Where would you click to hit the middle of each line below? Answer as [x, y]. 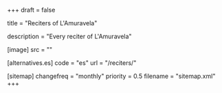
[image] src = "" [30, 50]
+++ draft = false [31, 10]
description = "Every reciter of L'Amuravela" [69, 36]
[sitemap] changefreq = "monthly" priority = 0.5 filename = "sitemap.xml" [111, 76]
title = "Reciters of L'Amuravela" [52, 23]
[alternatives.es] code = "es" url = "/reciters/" [72, 63]
